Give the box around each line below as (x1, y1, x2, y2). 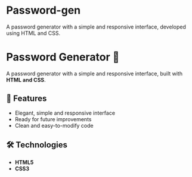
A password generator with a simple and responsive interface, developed (6, 23, 186, 30)
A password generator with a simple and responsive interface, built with (6, 69, 183, 77)
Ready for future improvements (14, 115, 92, 122)
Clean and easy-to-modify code (14, 122, 94, 129)
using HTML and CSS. (6, 29, 61, 36)
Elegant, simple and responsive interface (14, 109, 115, 116)
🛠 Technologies (6, 140, 67, 150)
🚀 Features (6, 93, 47, 104)
